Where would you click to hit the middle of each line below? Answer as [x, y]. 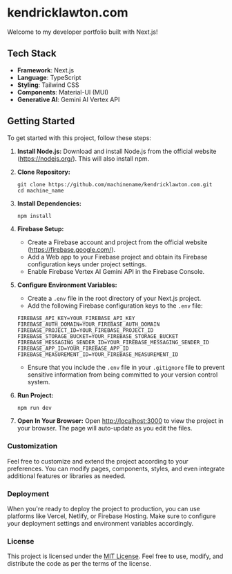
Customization [32, 446]
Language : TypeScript [49, 77]
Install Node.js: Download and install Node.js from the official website [117, 151]
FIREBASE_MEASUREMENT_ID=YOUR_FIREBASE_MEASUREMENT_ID [98, 354]
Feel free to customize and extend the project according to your [98, 461]
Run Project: [35, 395]
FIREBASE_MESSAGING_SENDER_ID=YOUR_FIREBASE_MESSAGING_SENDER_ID [113, 342]
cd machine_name [40, 190]
